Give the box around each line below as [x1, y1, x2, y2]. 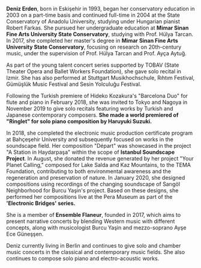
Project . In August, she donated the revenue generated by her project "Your [6, 155, 194, 162]
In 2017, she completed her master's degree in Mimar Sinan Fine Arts [6, 37, 178, 44]
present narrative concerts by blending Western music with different [6, 218, 175, 225]
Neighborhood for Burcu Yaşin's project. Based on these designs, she [6, 187, 179, 194]
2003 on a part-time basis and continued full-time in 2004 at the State [6, 11, 180, 19]
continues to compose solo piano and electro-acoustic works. [6, 255, 160, 262]
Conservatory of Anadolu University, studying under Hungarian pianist [6, 18, 180, 25]
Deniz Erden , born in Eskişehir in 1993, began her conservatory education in [6, 5, 195, 12]
